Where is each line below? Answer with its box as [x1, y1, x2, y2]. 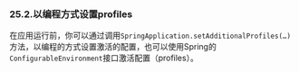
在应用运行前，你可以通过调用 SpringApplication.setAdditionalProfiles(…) [9, 30, 292, 41]
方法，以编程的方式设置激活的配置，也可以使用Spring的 [9, 41, 217, 52]
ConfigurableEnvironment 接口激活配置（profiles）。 [9, 52, 199, 64]
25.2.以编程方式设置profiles [9, 7, 133, 20]
